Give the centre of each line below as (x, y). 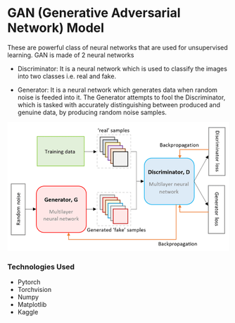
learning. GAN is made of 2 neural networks (71, 55)
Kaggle (28, 312)
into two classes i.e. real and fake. (67, 76)
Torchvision (34, 289)
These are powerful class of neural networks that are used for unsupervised (118, 47)
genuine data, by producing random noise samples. (92, 112)
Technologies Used (41, 267)
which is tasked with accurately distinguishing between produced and (119, 104)
